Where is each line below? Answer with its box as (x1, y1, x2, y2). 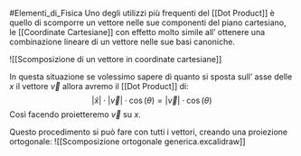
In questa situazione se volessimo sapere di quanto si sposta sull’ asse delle (9, 71, 293, 82)
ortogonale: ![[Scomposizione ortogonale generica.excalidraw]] (9, 136, 246, 147)
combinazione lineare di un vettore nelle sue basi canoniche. (9, 36, 235, 47)
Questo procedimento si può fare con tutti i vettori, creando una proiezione (9, 126, 288, 137)
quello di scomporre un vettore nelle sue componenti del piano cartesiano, (9, 17, 287, 28)
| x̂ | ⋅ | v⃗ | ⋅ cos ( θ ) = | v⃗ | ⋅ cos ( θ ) (91, 95, 212, 106)
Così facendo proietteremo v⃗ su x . (9, 109, 142, 120)
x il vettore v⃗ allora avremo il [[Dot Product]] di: (9, 81, 189, 91)
